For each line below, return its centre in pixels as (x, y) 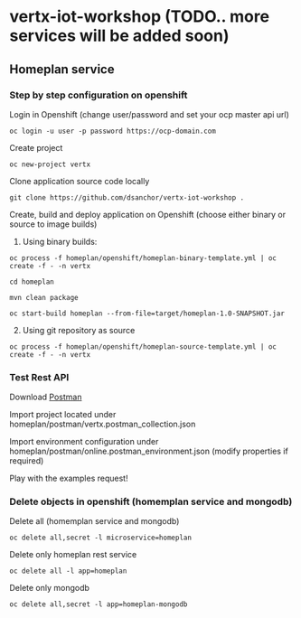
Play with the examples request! (69, 478)
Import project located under (63, 415)
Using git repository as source (79, 330)
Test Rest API (39, 377)
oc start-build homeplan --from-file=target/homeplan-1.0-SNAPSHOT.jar (147, 314)
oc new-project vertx (50, 164)
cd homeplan (32, 282)
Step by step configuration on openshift (99, 95)
